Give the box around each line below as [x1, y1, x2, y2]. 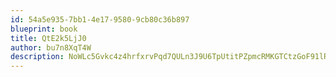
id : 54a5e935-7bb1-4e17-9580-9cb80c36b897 [10, 14, 190, 25]
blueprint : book [10, 24, 78, 34]
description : [10, 52, 65, 62]
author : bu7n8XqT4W [10, 42, 92, 53]
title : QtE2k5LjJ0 [10, 33, 87, 43]
